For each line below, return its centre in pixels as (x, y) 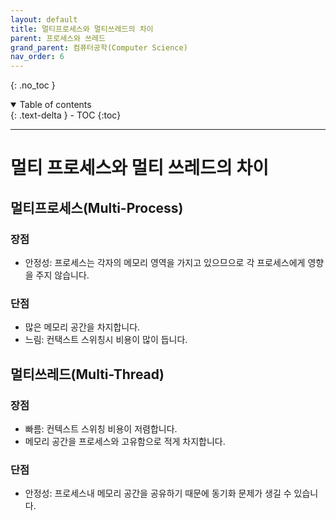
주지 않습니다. (62, 275)
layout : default (44, 19)
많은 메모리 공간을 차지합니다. (82, 327)
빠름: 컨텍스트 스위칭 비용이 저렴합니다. (101, 428)
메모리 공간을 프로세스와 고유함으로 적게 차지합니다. (125, 441)
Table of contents (55, 105)
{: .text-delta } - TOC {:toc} (66, 115)
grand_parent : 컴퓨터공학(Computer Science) (99, 47)
